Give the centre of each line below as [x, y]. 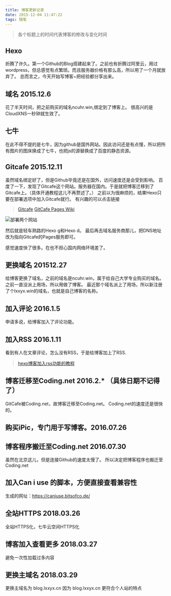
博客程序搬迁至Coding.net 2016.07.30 [66, 446]
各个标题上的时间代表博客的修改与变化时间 [62, 35]
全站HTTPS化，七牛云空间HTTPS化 [42, 526]
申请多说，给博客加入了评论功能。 [41, 322]
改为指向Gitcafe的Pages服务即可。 [42, 236]
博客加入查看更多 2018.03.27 [51, 544]
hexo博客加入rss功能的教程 [46, 364]
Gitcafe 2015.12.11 [34, 167]
